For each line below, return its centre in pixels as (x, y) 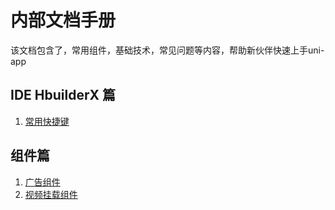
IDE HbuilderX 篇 (63, 95)
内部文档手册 (63, 20)
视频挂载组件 (51, 194)
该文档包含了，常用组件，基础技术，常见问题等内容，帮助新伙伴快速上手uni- (167, 50)
